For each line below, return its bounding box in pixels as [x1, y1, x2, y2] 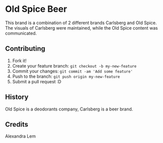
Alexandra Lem [5, 133, 36, 139]
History [5, 93, 29, 102]
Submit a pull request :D [12, 78, 62, 84]
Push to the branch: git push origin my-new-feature [12, 73, 120, 79]
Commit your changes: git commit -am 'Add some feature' [12, 68, 133, 74]
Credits [5, 120, 29, 129]
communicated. [5, 30, 37, 36]
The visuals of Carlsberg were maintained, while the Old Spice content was [5, 25, 158, 31]
